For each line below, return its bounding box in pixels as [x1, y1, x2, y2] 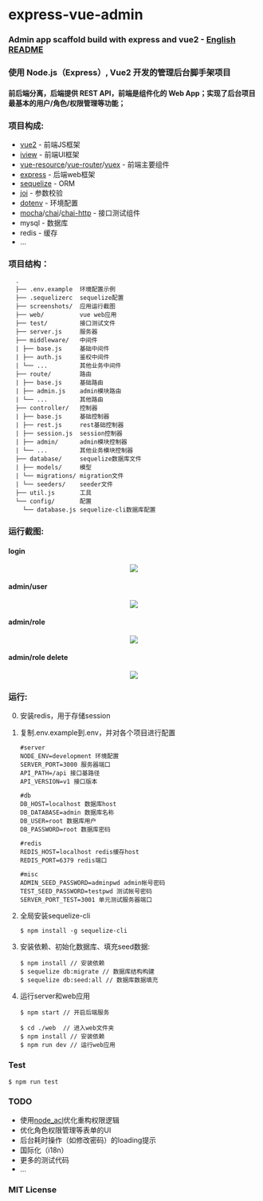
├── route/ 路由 [15, 370, 92, 378]
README [8, 44, 44, 55]
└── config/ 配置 [15, 497, 92, 506]
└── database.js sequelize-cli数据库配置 [22, 506, 156, 514]
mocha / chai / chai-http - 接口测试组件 [19, 207, 141, 217]
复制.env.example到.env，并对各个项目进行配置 [19, 728, 176, 737]
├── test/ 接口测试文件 [15, 319, 116, 328]
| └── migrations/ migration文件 [15, 472, 124, 480]
